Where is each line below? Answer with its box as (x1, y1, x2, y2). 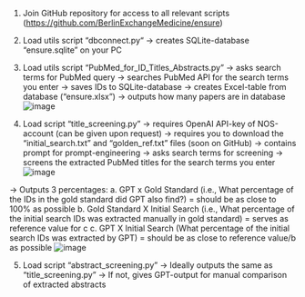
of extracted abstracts (22, 279, 107, 290)
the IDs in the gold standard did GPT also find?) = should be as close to (9, 194, 277, 204)
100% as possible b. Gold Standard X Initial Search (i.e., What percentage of (9, 203, 296, 214)
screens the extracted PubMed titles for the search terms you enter (22, 157, 276, 167)
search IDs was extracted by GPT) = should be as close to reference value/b (9, 233, 296, 243)
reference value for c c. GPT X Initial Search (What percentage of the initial (9, 223, 290, 233)
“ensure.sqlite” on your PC (22, 45, 123, 55)
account (22, 128, 55, 139)
